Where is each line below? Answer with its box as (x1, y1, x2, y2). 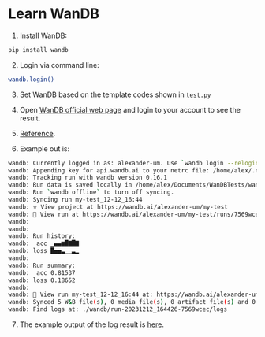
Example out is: (19, 143, 70, 154)
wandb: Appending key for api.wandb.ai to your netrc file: (8, 166, 211, 174)
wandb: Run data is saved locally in (8, 181, 132, 189)
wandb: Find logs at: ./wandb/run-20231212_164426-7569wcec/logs (8, 306, 227, 313)
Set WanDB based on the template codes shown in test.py (19, 90, 211, 99)
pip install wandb (8, 46, 69, 54)
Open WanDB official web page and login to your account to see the (19, 105, 241, 114)
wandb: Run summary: (8, 261, 77, 269)
